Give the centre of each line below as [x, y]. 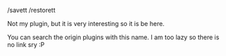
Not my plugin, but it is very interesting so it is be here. [86, 23]
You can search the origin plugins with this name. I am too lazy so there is [113, 37]
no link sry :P [26, 44]
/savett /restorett [31, 10]
